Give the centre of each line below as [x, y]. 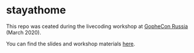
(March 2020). [24, 32]
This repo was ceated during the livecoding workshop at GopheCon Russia [97, 26]
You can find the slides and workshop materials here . [71, 44]
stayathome [36, 10]
